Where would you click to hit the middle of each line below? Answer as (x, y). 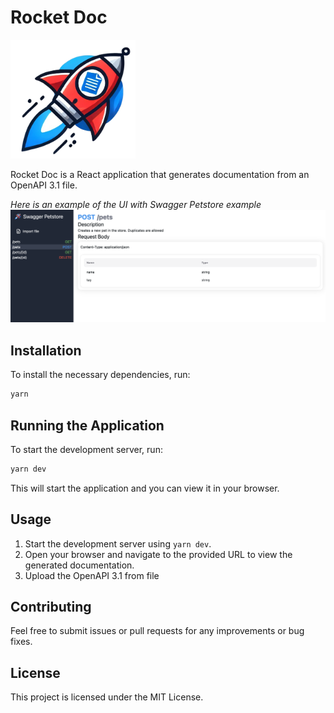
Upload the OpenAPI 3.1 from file (92, 575)
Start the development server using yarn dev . (118, 543)
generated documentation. (79, 565)
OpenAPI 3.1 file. (44, 185)
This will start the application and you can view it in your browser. (145, 488)
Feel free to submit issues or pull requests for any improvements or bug (157, 631)
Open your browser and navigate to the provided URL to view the (158, 554)
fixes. (21, 642)
